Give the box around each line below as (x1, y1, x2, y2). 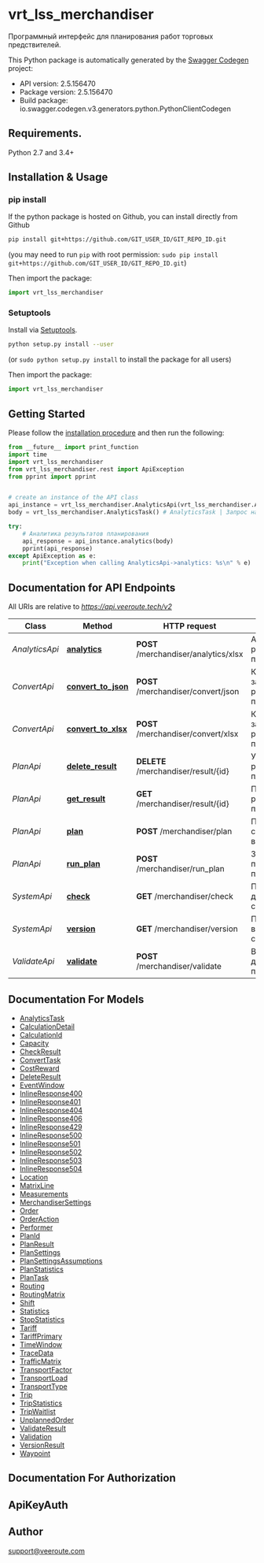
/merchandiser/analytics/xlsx (136, 648, 244, 659)
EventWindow (19, 1080, 65, 1090)
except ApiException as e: (8, 551, 97, 560)
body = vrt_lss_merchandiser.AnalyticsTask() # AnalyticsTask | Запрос (8, 508, 247, 517)
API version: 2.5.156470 (19, 79, 96, 88)
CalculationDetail (19, 1022, 75, 1031)
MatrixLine (19, 1180, 55, 1190)
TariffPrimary (19, 1331, 63, 1341)
